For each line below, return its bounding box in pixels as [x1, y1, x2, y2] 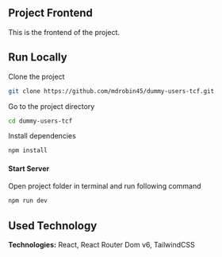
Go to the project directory [8, 101, 95, 111]
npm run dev [8, 197, 48, 205]
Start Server [8, 163, 50, 173]
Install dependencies [8, 131, 77, 141]
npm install [8, 146, 48, 154]
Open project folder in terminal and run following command [8, 181, 201, 191]
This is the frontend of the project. [8, 27, 121, 37]
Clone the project [8, 72, 65, 81]
